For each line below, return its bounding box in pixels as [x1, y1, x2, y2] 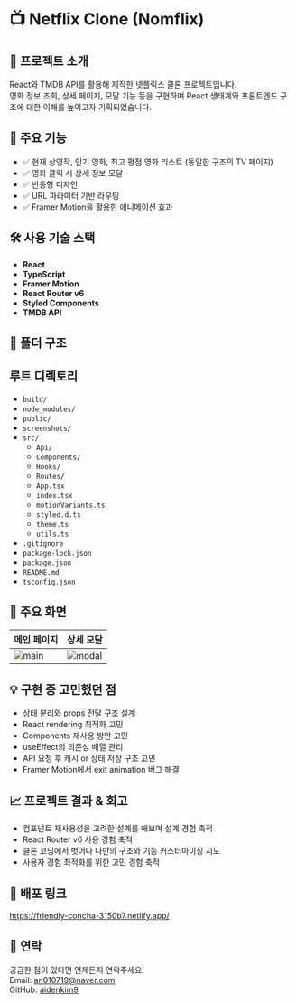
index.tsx [35, 491, 74, 500]
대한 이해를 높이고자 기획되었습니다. [25, 102, 152, 112]
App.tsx [35, 482, 65, 491]
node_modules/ [22, 405, 76, 414]
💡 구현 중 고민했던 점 [9, 682, 117, 698]
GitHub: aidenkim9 [9, 984, 79, 995]
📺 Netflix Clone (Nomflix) [9, 9, 205, 30]
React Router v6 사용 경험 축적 [22, 834, 134, 845]
